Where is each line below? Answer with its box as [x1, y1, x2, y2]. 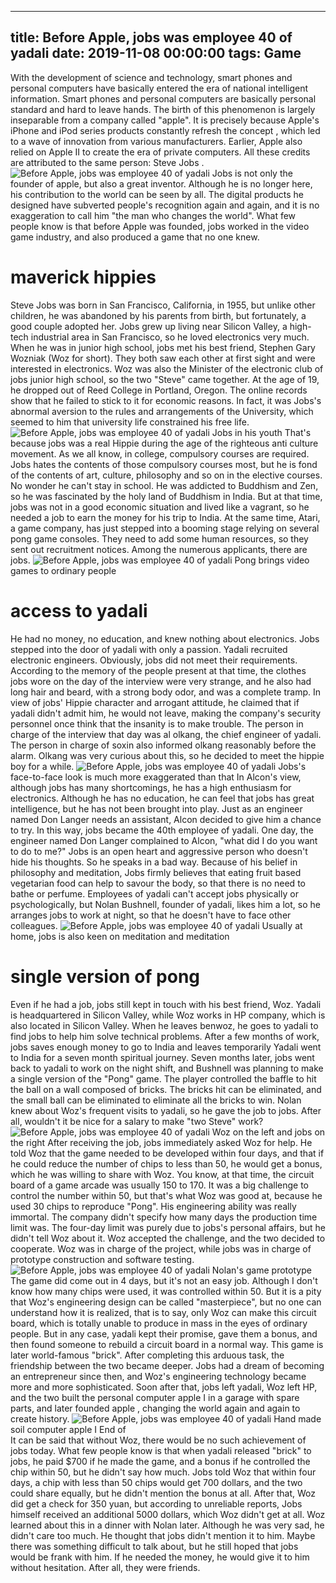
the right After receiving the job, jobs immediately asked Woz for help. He [10, 1136, 313, 1148]
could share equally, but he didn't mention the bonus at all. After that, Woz [10, 1487, 316, 1499]
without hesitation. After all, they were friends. [10, 1561, 201, 1573]
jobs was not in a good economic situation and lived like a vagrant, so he [10, 501, 310, 513]
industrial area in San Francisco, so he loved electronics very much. [30, 331, 310, 343]
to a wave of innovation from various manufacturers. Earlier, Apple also [10, 135, 303, 147]
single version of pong [10, 965, 201, 988]
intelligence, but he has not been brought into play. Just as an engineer [10, 802, 303, 815]
